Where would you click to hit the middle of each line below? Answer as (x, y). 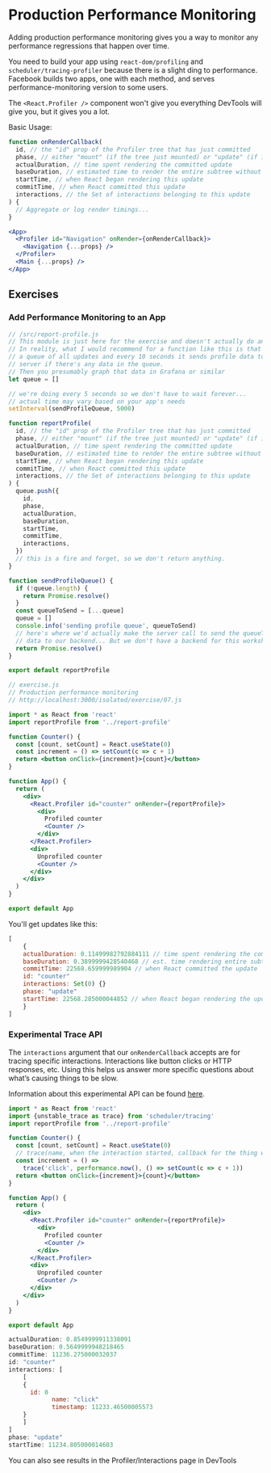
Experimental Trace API (55, 1034)
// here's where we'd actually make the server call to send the (128, 633)
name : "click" (75, 1399)
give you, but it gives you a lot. (59, 112)
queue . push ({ (38, 491)
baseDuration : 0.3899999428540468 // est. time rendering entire (135, 962)
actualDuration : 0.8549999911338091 (70, 1340)
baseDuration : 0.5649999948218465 (67, 1347)
